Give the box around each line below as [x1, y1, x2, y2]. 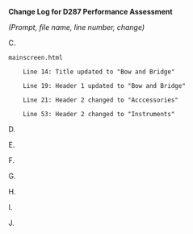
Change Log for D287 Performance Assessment [8, 7, 173, 16]
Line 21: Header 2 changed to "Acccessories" [23, 96, 179, 104]
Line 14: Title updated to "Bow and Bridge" [23, 68, 175, 76]
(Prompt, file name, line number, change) [8, 23, 145, 31]
